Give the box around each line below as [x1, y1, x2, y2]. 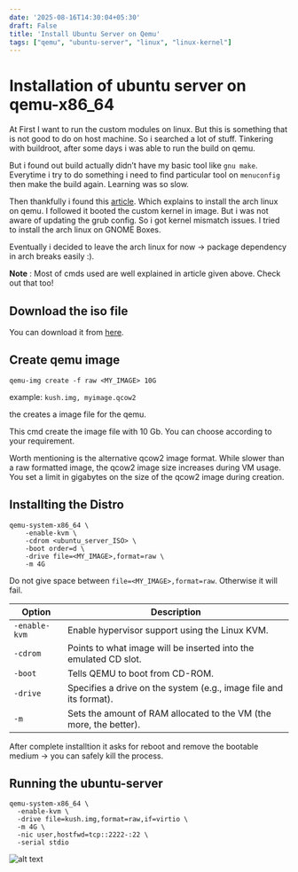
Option [21, 605, 51, 617]
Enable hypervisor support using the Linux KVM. [67, 624, 269, 636]
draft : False [9, 21, 58, 30]
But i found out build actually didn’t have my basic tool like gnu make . [9, 161, 258, 171]
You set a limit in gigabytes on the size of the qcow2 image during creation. [9, 471, 285, 482]
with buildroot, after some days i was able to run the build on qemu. [9, 143, 255, 153]
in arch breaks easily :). [9, 251, 95, 262]
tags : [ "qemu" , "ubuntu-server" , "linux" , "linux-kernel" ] [9, 37, 232, 47]
